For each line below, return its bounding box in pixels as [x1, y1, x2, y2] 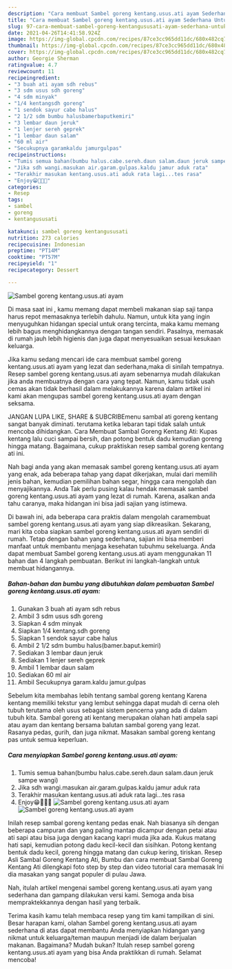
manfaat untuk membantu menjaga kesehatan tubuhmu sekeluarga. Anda [8, 541, 216, 550]
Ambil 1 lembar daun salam [17, 663, 94, 671]
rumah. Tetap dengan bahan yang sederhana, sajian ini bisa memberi [8, 535, 204, 543]
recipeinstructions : [8, 151, 67, 159]
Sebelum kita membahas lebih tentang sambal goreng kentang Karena [8, 691, 207, 700]
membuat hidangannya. [8, 564, 75, 572]
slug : [8, 23, 23, 30]
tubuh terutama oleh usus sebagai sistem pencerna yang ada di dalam [8, 706, 207, 714]
